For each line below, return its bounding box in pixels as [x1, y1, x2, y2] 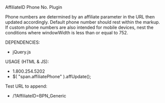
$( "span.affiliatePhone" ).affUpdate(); [12, 74, 91, 79]
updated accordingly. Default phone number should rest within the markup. [5, 19, 160, 25]
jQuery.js [12, 49, 31, 55]
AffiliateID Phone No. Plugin [5, 4, 62, 10]
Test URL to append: [5, 83, 47, 89]
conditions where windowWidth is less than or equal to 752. [5, 30, 128, 35]
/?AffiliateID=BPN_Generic [12, 93, 66, 99]
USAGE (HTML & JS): [5, 59, 49, 64]
